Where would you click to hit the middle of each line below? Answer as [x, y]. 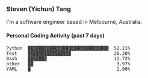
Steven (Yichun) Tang [39, 9]
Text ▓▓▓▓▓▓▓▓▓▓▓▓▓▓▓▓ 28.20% [68, 53]
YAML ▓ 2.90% [68, 69]
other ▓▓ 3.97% [68, 64]
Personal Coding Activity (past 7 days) [56, 35]
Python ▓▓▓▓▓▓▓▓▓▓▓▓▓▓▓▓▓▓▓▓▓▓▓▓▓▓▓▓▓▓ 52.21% [68, 48]
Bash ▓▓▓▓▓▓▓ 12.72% [68, 58]
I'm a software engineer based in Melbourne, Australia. [74, 22]
